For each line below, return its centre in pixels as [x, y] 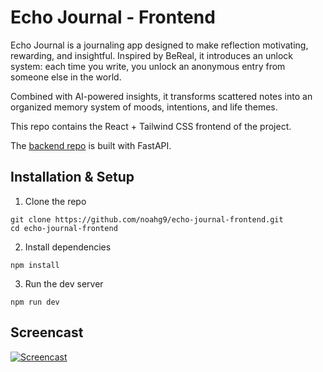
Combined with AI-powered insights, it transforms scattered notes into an [161, 96]
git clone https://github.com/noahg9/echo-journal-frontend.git [147, 219]
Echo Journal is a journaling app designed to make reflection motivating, [159, 45]
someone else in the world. [66, 77]
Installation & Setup [72, 177]
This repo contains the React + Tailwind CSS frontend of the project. [151, 126]
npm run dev [35, 302]
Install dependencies [68, 247]
